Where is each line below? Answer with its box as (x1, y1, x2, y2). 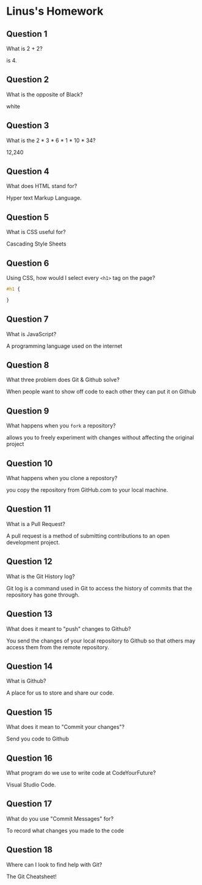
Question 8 (6, 360, 49, 371)
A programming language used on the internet (6, 342, 123, 350)
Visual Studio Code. (6, 781, 56, 788)
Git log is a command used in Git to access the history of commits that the (6, 584, 192, 592)
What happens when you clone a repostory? (6, 475, 118, 482)
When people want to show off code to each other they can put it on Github (6, 388, 197, 396)
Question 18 (6, 845, 53, 855)
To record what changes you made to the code (6, 827, 124, 834)
